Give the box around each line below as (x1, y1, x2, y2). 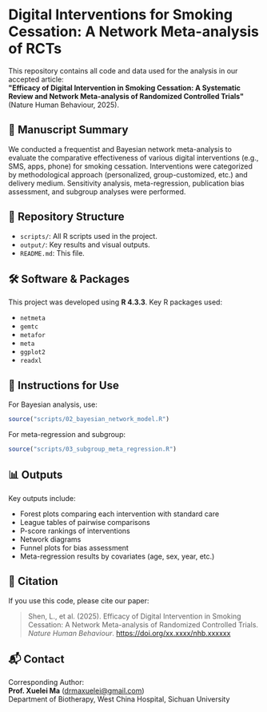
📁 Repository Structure (8, 210, 125, 224)
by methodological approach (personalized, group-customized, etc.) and (8, 169, 248, 179)
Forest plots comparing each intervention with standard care (19, 509, 220, 519)
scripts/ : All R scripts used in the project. (19, 231, 157, 241)
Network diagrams (19, 534, 82, 544)
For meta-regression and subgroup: (8, 430, 126, 440)
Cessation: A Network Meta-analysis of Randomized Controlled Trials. (27, 619, 258, 629)
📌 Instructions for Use (8, 378, 120, 392)
